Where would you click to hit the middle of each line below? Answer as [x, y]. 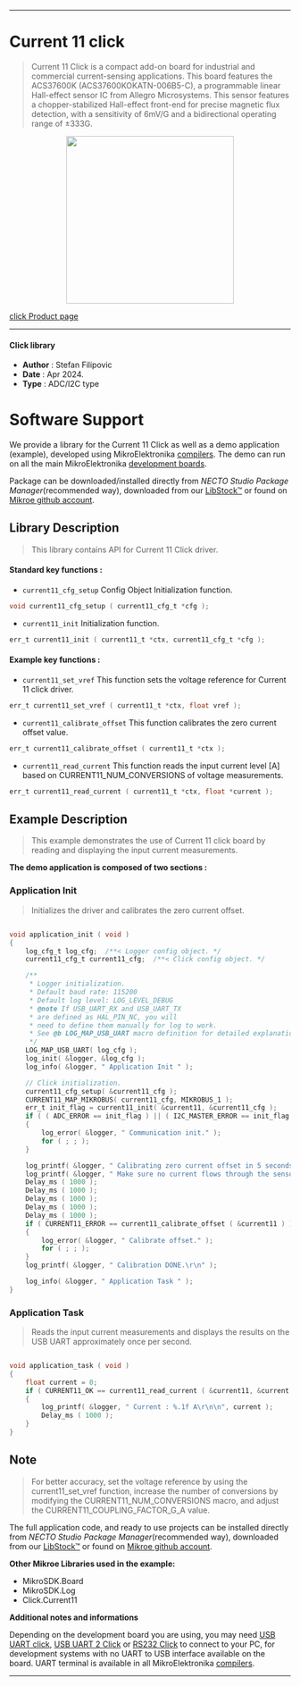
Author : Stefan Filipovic [67, 365]
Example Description [68, 820]
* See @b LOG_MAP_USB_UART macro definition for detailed [139, 1034]
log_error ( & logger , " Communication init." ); [131, 1133]
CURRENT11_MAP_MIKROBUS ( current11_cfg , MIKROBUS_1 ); [129, 1100]
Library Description [64, 528]
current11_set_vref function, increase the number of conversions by [154, 1491]
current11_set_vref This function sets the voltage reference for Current [154, 680]
